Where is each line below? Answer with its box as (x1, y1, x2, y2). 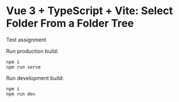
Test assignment (6, 36, 47, 43)
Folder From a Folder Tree (6, 17, 134, 30)
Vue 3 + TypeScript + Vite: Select (6, 4, 173, 18)
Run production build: (6, 47, 59, 54)
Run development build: (6, 74, 64, 81)
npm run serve (6, 64, 41, 70)
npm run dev (6, 91, 35, 97)
